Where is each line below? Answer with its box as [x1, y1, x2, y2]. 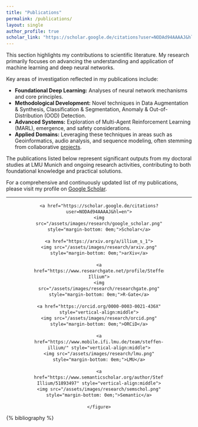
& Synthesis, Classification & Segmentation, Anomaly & [14, 106, 148, 113]
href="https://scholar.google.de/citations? [47, 203, 159, 209]
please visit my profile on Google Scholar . [6, 185, 107, 192]
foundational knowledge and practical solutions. [6, 167, 123, 174]
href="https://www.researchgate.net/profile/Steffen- [34, 268, 169, 274]
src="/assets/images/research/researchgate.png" [38, 286, 160, 292]
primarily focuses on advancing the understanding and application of [6, 58, 174, 65]
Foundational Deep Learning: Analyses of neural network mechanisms [14, 87, 187, 94]
